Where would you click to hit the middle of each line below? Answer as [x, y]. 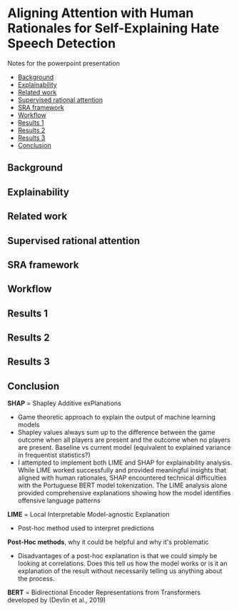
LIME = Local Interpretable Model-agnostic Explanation [88, 515]
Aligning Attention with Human [101, 13]
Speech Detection [62, 44]
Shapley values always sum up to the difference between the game [116, 433]
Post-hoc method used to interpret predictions [86, 528]
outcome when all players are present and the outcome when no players [124, 440]
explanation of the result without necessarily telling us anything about [120, 571]
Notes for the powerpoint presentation [63, 63]
